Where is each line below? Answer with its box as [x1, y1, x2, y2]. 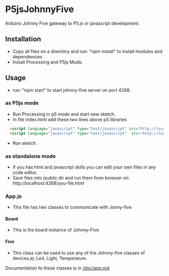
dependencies [12, 53, 43, 60]
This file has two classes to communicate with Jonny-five [12, 204, 132, 210]
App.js [5, 193, 22, 200]
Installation [5, 35, 41, 43]
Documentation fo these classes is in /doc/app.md [5, 265, 110, 271]
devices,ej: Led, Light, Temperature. [12, 255, 88, 261]
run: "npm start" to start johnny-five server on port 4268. [12, 87, 131, 93]
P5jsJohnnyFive [5, 4, 74, 15]
